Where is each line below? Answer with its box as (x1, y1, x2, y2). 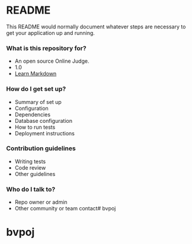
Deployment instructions (14, 129, 75, 136)
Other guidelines (14, 170, 56, 177)
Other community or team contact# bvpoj (14, 205, 116, 212)
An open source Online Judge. (14, 57, 89, 65)
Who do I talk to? (6, 185, 56, 193)
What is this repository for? (6, 44, 87, 52)
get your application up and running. (6, 29, 95, 36)
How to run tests (14, 123, 56, 131)
